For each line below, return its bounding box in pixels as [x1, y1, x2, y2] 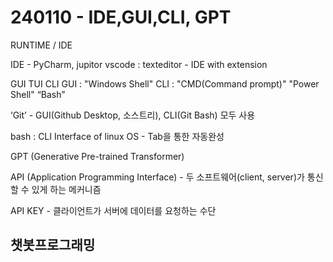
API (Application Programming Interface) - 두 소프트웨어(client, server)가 [10, 171, 305, 183]
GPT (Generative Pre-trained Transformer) [10, 150, 185, 162]
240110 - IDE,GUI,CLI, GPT [10, 6, 232, 29]
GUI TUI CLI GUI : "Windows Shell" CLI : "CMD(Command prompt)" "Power [10, 77, 320, 90]
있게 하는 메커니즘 [31, 183, 102, 195]
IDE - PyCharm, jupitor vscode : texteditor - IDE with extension [10, 58, 268, 70]
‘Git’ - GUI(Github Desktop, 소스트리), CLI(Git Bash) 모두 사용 [10, 109, 256, 121]
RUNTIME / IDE [10, 39, 73, 51]
